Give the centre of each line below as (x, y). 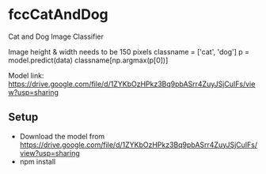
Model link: (26, 75)
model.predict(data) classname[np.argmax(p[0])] (88, 60)
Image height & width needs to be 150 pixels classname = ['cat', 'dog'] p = (129, 51)
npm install (38, 161)
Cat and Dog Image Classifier (56, 36)
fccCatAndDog (58, 15)
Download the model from (62, 136)
